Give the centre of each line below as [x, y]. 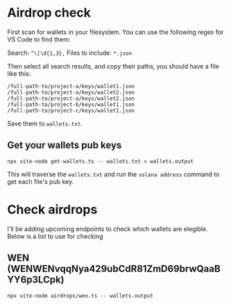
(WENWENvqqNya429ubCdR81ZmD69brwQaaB [114, 269]
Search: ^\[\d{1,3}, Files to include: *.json [70, 53]
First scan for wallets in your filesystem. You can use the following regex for [115, 32]
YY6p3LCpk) [36, 280]
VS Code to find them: [39, 39]
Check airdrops [52, 209]
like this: [19, 74]
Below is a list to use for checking [55, 236]
